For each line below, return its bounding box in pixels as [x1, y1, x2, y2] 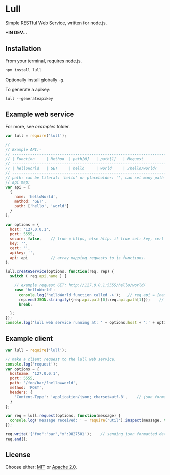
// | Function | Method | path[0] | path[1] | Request [5, 157, 144, 162]
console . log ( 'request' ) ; [5, 361, 58, 367]
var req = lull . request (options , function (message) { [5, 413, 121, 418]
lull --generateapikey [5, 96, 53, 101]
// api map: [5, 180, 30, 185]
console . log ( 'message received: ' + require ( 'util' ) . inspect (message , [10, 418, 162, 423]
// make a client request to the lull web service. [5, 357, 116, 362]
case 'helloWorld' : [14, 287, 56, 293]
